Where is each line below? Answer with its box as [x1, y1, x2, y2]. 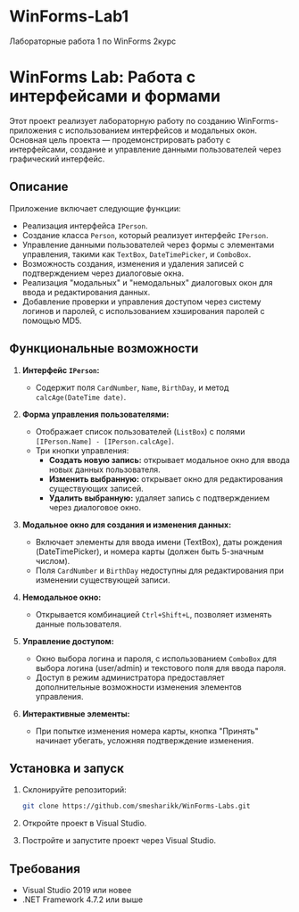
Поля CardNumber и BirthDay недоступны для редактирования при [35, 565, 284, 576]
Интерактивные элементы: [21, 708, 130, 719]
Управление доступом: [21, 635, 114, 646]
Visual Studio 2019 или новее [21, 885, 132, 895]
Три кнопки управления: [35, 444, 129, 456]
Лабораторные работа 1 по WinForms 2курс [9, 36, 177, 46]
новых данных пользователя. [48, 464, 161, 475]
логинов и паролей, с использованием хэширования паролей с [21, 305, 265, 316]
